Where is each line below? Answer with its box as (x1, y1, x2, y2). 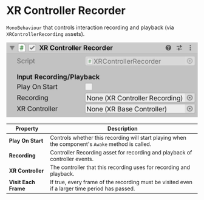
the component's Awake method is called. (50, 140, 152, 148)
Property (15, 125, 39, 133)
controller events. (50, 155, 94, 162)
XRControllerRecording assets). (6, 30, 85, 37)
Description (107, 125, 138, 133)
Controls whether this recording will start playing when (50, 134, 187, 141)
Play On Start (8, 137, 44, 145)
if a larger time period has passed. (50, 185, 135, 192)
